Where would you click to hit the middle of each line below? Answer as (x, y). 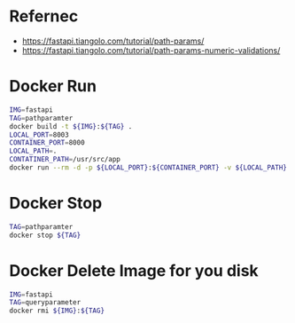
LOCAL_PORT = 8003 (39, 135)
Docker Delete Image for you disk (134, 270)
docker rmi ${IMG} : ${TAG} (57, 311)
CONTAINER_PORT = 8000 (47, 143)
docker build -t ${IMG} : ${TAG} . (71, 126)
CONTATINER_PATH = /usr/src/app (65, 160)
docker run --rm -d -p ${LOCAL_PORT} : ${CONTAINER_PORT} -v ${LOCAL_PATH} (148, 168)
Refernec (44, 16)
